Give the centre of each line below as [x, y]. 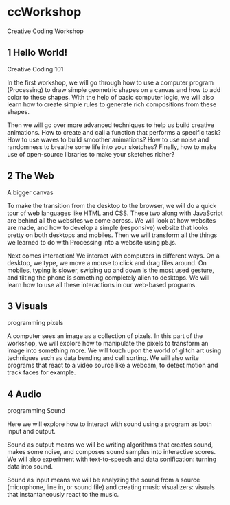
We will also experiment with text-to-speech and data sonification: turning [112, 459]
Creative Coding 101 [35, 69]
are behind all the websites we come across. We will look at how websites [112, 220]
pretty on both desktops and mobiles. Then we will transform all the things [112, 235]
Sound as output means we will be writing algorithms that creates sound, [110, 445]
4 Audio [24, 394]
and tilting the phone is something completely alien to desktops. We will [108, 277]
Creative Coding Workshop [45, 31]
